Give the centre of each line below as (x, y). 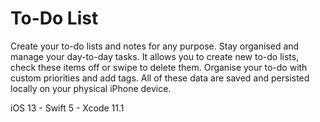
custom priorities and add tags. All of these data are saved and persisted (160, 78)
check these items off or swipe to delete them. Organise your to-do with (159, 67)
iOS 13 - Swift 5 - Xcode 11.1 (67, 108)
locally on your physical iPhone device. (91, 88)
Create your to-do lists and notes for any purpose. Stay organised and (155, 46)
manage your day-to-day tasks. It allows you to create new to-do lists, (155, 56)
